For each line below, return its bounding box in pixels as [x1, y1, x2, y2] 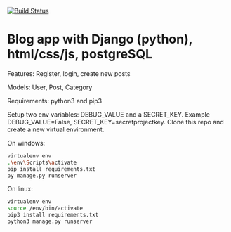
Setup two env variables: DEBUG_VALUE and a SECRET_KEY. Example [7, 110, 211, 119]
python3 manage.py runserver [7, 218, 93, 225]
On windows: [7, 138, 46, 147]
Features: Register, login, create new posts [7, 69, 131, 77]
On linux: [7, 185, 33, 193]
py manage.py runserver [7, 172, 77, 179]
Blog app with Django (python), [7, 32, 193, 47]
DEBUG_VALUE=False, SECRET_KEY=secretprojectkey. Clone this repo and [7, 117, 224, 126]
